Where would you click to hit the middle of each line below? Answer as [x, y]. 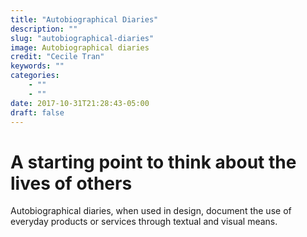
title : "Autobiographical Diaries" [84, 19]
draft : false [37, 112]
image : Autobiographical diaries [80, 47]
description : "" [44, 29]
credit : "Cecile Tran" [57, 57]
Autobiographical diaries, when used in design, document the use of [151, 211]
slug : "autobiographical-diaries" [82, 38]
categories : [35, 76]
